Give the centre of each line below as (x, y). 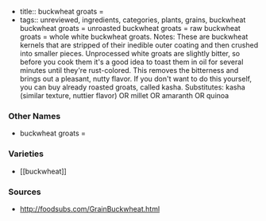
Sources (25, 192)
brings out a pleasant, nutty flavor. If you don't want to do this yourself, (136, 79)
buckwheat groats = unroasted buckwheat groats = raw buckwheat (130, 28)
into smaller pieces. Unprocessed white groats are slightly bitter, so (130, 53)
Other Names (35, 116)
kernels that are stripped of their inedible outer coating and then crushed (139, 45)
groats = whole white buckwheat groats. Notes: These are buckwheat (134, 36)
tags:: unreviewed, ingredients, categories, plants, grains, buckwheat (133, 20)
